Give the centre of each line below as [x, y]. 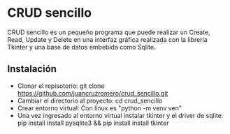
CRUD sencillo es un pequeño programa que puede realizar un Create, [109, 32]
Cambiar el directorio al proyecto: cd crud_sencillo [90, 100]
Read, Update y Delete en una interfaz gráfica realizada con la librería [107, 39]
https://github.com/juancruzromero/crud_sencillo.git [93, 93]
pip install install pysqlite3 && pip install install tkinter [93, 123]
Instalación [32, 69]
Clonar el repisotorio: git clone [61, 86]
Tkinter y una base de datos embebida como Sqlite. [81, 47]
